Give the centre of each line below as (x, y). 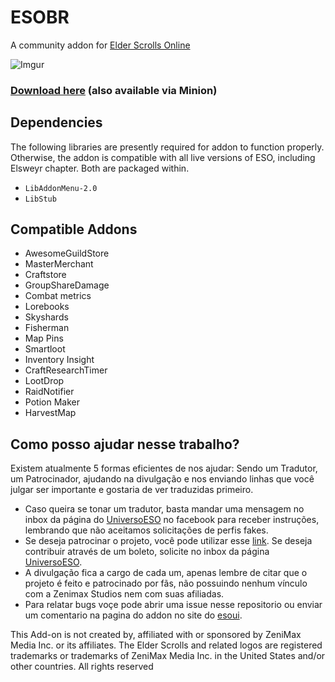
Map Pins (44, 338)
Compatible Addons (74, 229)
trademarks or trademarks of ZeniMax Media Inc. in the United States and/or (168, 656)
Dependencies (56, 122)
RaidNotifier (49, 392)
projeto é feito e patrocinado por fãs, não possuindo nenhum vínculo (166, 583)
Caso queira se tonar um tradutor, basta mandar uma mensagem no (164, 509)
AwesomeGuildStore (67, 253)
